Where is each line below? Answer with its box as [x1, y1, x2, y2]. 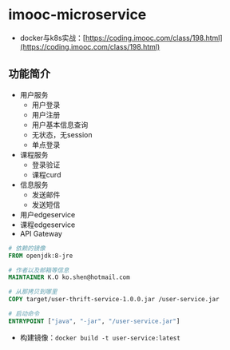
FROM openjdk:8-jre [8, 252, 73, 260]
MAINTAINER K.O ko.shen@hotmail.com [8, 273, 130, 281]
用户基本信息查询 [31, 120, 89, 129]
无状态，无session [31, 129, 93, 139]
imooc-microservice [8, 6, 147, 24]
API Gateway [19, 229, 62, 238]
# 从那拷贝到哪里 [8, 288, 57, 296]
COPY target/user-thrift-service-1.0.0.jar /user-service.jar [8, 296, 220, 304]
